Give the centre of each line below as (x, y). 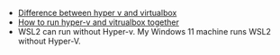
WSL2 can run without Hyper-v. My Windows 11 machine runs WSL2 (145, 31)
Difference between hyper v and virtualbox (97, 13)
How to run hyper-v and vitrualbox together (99, 22)
